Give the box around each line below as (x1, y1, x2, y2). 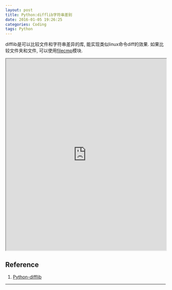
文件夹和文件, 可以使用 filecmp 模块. (9, 48, 83, 54)
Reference (5, 260, 39, 269)
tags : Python (5, 27, 33, 32)
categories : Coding (5, 21, 47, 27)
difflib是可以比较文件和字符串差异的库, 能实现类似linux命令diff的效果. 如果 (5, 41, 159, 48)
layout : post (5, 7, 33, 13)
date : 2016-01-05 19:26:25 (5, 17, 63, 22)
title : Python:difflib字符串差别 (5, 12, 72, 17)
